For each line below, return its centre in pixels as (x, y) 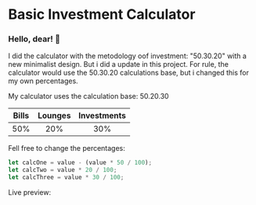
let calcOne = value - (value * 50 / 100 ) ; (80, 163)
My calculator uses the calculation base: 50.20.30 (89, 97)
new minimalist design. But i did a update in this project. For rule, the (119, 64)
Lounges (54, 115)
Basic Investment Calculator (102, 15)
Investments (102, 115)
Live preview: (30, 192)
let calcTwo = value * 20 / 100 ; (63, 170)
